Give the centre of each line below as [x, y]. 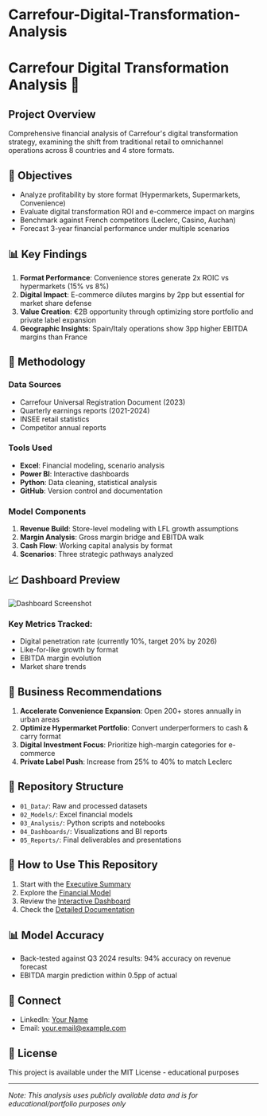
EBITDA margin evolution [60, 658]
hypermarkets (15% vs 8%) [64, 286]
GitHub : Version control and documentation [91, 491]
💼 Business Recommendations [85, 692]
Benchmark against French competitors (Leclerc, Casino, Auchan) [128, 220]
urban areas [39, 719]
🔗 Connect [35, 1000]
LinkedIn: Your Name [54, 1020]
